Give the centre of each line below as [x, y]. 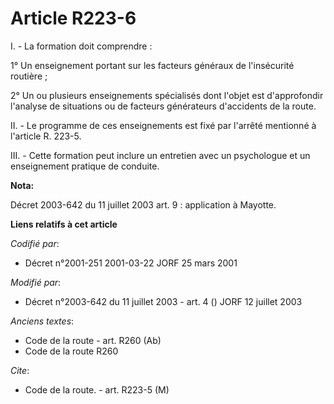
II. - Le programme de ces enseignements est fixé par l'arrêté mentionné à [163, 125]
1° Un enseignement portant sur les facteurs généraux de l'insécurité [152, 65]
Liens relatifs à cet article [64, 224]
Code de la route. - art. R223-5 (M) [97, 389]
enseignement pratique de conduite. [85, 166]
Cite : [20, 370]
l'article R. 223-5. [46, 136]
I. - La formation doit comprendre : [81, 46]
